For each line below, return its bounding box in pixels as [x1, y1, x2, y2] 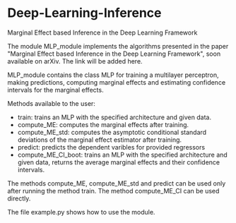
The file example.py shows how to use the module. [7, 207, 155, 216]
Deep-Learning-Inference [7, 5, 162, 21]
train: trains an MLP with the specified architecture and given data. [17, 113, 212, 121]
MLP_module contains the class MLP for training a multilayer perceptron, [7, 71, 219, 79]
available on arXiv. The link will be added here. [7, 56, 143, 65]
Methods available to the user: [7, 99, 95, 107]
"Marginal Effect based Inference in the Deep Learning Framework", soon [7, 49, 221, 58]
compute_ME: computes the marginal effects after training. [17, 120, 189, 128]
